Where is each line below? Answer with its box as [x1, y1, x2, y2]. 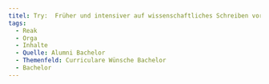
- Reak [15, 26, 38, 34]
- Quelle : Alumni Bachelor [15, 49, 106, 57]
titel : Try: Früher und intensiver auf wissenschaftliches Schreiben [8, 11, 249, 20]
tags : [8, 19, 26, 27]
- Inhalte [15, 42, 48, 50]
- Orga [15, 34, 38, 42]
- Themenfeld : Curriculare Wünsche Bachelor [15, 57, 167, 65]
